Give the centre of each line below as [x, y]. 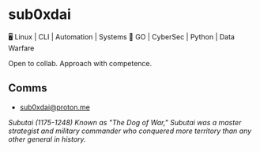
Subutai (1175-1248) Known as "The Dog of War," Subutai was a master [125, 122]
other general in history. [47, 139]
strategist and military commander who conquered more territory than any [130, 131]
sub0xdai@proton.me [55, 107]
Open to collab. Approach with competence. [80, 63]
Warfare [21, 48]
